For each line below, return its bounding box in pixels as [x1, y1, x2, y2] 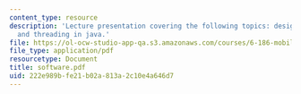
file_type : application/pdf [9, 47, 115, 56]
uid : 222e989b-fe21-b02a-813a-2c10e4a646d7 [9, 72, 175, 81]
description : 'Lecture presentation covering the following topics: [9, 21, 271, 30]
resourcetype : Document [9, 55, 99, 64]
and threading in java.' [17, 30, 110, 38]
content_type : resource [9, 13, 99, 22]
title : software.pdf [9, 64, 87, 73]
